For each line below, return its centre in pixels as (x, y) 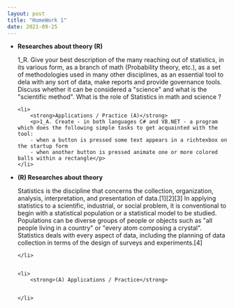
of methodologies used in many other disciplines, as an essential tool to (120, 75)
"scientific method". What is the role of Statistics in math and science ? (119, 97)
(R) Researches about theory (60, 178)
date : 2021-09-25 (32, 26)
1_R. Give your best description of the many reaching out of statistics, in (121, 60)
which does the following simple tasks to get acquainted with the (117, 128)
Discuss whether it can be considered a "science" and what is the (112, 90)
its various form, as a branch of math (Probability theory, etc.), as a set (119, 68)
